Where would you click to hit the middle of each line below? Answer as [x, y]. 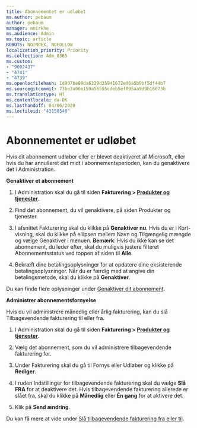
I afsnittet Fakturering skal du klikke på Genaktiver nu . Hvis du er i [96, 228]
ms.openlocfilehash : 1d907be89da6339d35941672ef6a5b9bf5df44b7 [86, 84]
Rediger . [26, 372]
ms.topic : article [29, 39]
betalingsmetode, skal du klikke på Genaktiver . [72, 277]
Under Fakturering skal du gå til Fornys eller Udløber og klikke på [94, 365]
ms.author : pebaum [29, 17]
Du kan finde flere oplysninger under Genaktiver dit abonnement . [86, 289]
